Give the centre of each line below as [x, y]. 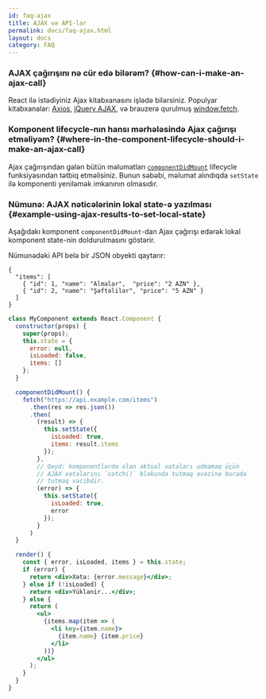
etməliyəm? [31, 139]
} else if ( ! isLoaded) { [64, 584]
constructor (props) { [51, 326]
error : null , [51, 348]
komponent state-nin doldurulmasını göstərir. [82, 240]
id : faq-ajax [30, 16]
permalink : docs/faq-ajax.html [60, 30]
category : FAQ [32, 45]
